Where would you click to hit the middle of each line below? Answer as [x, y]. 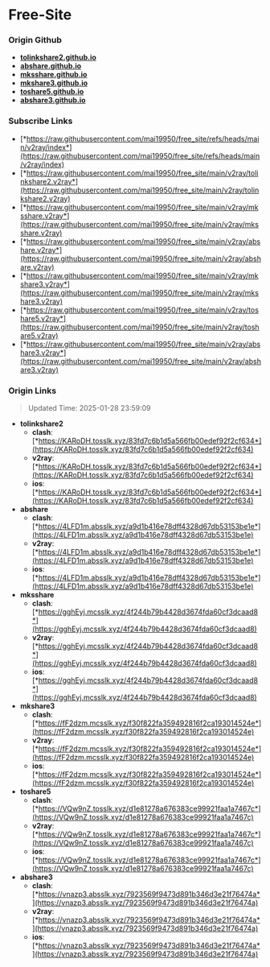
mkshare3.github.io [54, 83]
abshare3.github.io [53, 100]
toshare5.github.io [52, 92]
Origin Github [35, 40]
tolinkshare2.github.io [58, 57]
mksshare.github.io [53, 75]
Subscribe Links [41, 121]
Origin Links [33, 391]
